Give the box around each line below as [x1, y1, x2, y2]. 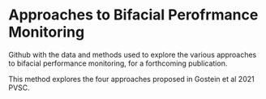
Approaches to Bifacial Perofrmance [8, 6, 259, 24]
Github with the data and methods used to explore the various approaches [8, 49, 257, 59]
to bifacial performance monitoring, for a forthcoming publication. [8, 58, 228, 68]
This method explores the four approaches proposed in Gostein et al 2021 [8, 74, 255, 84]
